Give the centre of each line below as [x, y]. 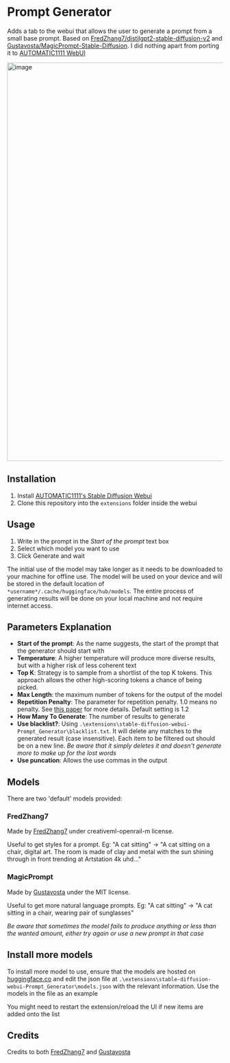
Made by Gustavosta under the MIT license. [69, 892]
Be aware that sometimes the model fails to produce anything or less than [112, 926]
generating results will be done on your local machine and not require [105, 598]
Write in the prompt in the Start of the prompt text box [93, 541]
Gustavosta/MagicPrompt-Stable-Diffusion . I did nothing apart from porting [113, 45]
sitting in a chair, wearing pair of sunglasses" [71, 913]
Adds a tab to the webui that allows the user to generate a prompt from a [110, 31]
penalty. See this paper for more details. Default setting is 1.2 [103, 709]
